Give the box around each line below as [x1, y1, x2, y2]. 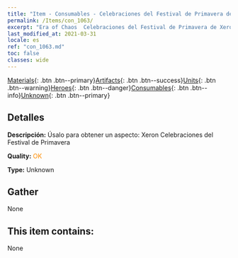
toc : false [7, 50, 40, 57]
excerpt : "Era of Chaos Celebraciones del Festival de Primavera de [7, 23, 217, 30]
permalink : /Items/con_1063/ [7, 17, 93, 24]
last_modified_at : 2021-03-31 [7, 30, 97, 38]
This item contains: [7, 225, 94, 237]
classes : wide [7, 57, 50, 64]
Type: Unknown [7, 165, 55, 174]
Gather [7, 186, 39, 198]
